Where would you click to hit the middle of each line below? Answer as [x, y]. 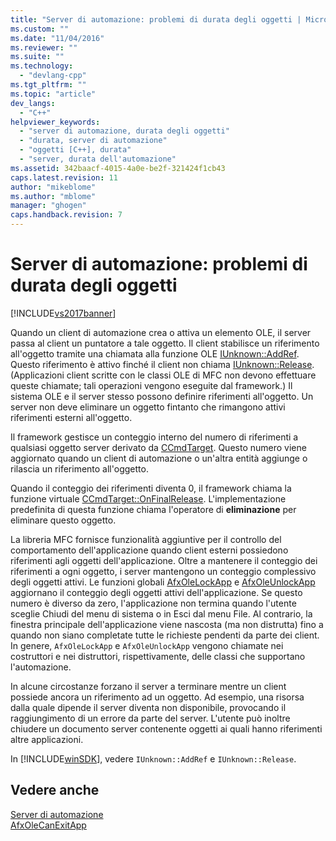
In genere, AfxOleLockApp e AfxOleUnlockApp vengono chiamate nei [147, 645]
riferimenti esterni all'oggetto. [71, 417]
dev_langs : [33, 103]
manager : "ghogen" [48, 206]
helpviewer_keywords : [55, 122]
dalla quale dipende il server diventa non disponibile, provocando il [148, 707]
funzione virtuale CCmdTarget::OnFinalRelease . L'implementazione [148, 498]
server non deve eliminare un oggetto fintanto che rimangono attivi [148, 407]
